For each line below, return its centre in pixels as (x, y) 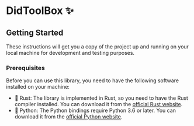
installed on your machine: (38, 87)
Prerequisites (25, 68)
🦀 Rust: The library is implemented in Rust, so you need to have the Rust (101, 98)
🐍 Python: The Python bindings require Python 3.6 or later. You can (95, 111)
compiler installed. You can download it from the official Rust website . (98, 104)
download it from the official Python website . (68, 117)
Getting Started (35, 32)
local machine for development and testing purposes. (70, 53)
